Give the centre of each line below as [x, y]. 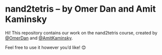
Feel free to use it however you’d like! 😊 [46, 47]
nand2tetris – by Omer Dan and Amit [81, 9]
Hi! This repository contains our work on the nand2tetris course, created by [81, 33]
